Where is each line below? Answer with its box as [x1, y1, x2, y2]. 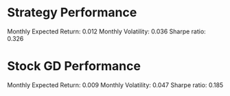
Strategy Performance [7, 5, 137, 20]
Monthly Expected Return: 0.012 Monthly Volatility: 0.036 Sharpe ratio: [7, 27, 206, 35]
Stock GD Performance [7, 59, 141, 74]
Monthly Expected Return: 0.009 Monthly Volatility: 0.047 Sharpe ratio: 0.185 [7, 80, 224, 89]
